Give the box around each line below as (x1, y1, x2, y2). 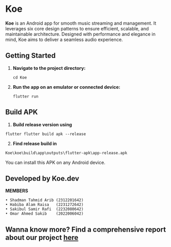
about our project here (5, 233, 79, 242)
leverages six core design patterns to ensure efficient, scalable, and (5, 25, 149, 31)
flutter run (12, 93, 39, 99)
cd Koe (12, 75, 27, 80)
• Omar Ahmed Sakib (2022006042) (5, 211, 84, 216)
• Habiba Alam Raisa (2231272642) (5, 202, 84, 207)
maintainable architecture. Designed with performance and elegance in (5, 31, 156, 37)
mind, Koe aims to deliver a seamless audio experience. (5, 36, 123, 43)
